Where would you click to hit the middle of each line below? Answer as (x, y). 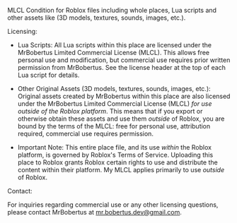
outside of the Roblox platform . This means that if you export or (110, 111)
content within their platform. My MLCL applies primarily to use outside (121, 170)
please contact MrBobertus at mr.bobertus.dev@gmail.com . (95, 212)
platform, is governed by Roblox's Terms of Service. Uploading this (115, 155)
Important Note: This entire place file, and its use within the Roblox (115, 147)
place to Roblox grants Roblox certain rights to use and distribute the (117, 162)
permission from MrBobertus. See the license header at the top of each (122, 67)
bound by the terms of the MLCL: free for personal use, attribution (114, 126)
